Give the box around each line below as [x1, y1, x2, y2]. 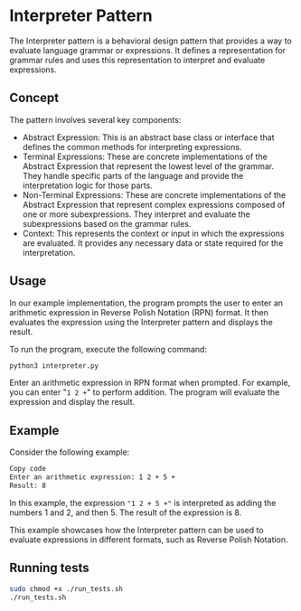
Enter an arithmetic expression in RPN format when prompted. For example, [9, 377, 291, 389]
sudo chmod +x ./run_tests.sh [9, 584, 124, 593]
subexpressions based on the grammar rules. [22, 218, 192, 229]
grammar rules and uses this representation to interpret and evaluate [9, 54, 266, 65]
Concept [9, 90, 60, 106]
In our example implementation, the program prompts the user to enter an [9, 297, 283, 308]
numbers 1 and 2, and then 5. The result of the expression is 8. [9, 507, 242, 518]
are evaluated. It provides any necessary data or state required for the [22, 237, 284, 249]
